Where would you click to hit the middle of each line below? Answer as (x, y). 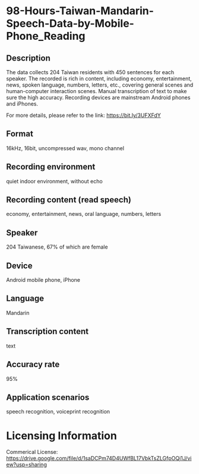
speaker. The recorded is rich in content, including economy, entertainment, (99, 79)
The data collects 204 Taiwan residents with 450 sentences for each (90, 72)
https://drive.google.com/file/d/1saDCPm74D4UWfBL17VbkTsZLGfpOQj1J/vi (99, 459)
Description (28, 58)
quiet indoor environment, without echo (54, 181)
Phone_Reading (46, 36)
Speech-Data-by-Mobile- (70, 23)
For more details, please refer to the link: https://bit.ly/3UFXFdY (84, 115)
